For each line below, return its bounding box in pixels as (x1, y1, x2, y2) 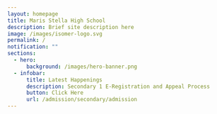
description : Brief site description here (7, 23, 134, 30)
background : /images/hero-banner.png (25, 63, 138, 70)
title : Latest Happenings (25, 76, 102, 84)
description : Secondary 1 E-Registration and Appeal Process (25, 83, 211, 90)
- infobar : (13, 69, 46, 76)
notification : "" (7, 43, 59, 50)
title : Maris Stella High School (7, 17, 106, 24)
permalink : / (7, 37, 46, 44)
